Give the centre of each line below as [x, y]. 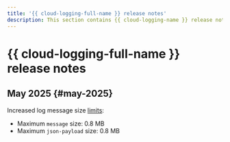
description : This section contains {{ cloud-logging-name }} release [110, 20]
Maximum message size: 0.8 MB [61, 123]
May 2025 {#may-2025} [60, 94]
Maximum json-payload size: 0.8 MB [68, 130]
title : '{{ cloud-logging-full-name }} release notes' [87, 13]
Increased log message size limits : [56, 110]
